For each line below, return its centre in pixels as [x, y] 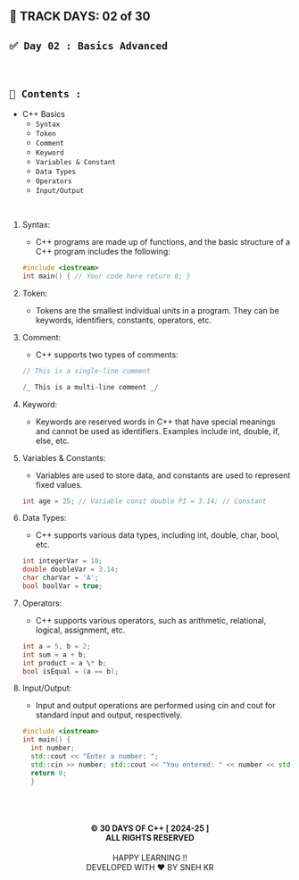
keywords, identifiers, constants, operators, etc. [124, 320]
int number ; [53, 748]
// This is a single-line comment [86, 371]
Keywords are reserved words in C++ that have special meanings [155, 422]
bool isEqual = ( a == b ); [70, 671]
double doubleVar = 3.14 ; [70, 570]
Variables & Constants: [64, 457]
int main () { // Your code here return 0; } [106, 276]
